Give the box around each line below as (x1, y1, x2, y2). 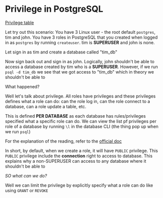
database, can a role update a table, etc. (5, 103, 87, 109)
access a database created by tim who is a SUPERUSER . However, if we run (5, 64, 158, 70)
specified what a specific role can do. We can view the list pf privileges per (5, 118, 157, 124)
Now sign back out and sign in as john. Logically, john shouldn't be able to (5, 58, 155, 64)
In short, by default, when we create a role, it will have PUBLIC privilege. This (5, 148, 158, 153)
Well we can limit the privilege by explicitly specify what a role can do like (5, 182, 153, 188)
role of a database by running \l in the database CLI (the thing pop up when (5, 124, 159, 129)
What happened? (5, 83, 40, 89)
